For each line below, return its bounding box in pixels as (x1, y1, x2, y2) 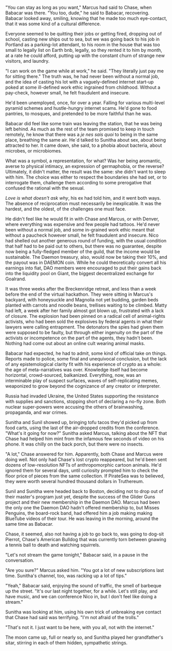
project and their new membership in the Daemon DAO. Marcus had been (5, 499, 160, 505)
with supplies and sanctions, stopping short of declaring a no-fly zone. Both (5, 398, 166, 405)
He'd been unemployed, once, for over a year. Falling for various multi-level (5, 100, 165, 106)
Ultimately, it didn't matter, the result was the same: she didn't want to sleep (5, 169, 166, 175)
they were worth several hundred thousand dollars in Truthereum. (5, 478, 144, 484)
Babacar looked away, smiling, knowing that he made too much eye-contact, (5, 15, 167, 21)
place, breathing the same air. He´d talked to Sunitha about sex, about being (5, 137, 166, 143)
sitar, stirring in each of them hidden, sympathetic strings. (5, 640, 128, 646)
